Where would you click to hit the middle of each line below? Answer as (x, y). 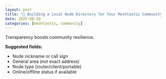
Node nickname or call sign (40, 56)
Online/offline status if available (44, 72)
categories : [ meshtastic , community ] (44, 23)
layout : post (19, 10)
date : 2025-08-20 (23, 19)
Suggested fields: (24, 47)
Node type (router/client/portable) (47, 67)
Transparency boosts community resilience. (50, 37)
